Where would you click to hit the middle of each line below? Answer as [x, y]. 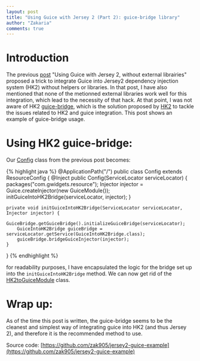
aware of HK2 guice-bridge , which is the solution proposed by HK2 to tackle [100, 107]
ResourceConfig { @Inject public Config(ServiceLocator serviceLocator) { [97, 178]
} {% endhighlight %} [32, 256]
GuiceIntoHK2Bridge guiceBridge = [60, 229]
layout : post [22, 12]
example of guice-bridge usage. [46, 119]
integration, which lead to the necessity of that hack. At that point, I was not [99, 100]
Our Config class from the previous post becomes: [68, 160]
